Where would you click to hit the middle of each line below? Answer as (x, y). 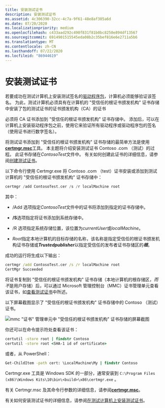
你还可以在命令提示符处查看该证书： (42, 329)
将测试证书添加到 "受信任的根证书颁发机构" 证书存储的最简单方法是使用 (77, 142)
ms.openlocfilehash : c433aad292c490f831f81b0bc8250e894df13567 (71, 33)
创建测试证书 (22, 161)
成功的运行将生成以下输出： (33, 256)
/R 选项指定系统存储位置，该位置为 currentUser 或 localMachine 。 (78, 228)
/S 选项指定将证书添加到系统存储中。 (49, 218)
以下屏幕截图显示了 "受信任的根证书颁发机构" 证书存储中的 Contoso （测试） (82, 302)
